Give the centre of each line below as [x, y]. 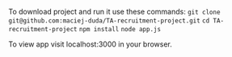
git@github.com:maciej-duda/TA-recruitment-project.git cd [109, 21]
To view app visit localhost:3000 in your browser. [90, 44]
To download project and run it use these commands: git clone [114, 12]
